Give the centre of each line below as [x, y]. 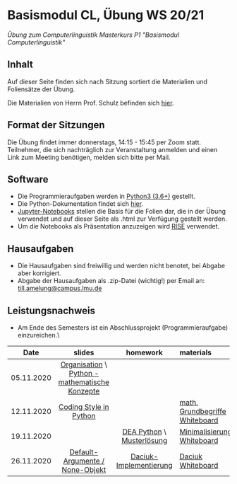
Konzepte [84, 391]
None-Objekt [84, 469]
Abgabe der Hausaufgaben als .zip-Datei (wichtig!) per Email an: [111, 281]
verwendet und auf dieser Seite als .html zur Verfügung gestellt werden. [122, 219]
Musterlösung [144, 440]
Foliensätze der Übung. [41, 89]
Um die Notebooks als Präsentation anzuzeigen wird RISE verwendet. [119, 226]
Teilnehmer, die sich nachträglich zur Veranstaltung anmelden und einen [113, 149]
